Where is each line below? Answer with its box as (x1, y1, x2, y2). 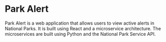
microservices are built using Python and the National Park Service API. (5, 31, 156, 37)
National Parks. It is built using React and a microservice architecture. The (5, 25, 161, 31)
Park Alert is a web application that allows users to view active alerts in (5, 20, 155, 26)
